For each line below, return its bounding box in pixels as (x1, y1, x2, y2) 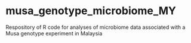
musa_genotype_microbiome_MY (5, 4, 177, 18)
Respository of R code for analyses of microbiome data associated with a (5, 24, 186, 31)
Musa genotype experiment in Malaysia (5, 29, 103, 37)
